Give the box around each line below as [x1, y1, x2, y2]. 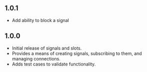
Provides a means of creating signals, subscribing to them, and [11, 50, 142, 56]
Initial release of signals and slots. [11, 45, 82, 51]
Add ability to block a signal [11, 17, 69, 23]
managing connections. [11, 55, 60, 61]
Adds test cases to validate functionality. [11, 61, 96, 67]
